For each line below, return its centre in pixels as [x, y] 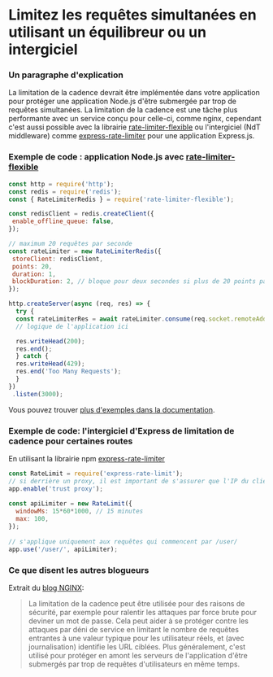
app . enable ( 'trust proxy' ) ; [56, 489]
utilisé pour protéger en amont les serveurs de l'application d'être [138, 655]
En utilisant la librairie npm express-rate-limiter [87, 458]
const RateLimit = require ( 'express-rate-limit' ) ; [96, 474]
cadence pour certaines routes [71, 441]
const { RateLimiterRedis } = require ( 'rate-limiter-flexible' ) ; [121, 199]
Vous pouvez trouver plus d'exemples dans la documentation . [112, 409]
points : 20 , [32, 266]
